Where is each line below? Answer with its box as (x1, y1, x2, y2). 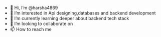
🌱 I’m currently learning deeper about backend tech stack (10, 15, 129, 21)
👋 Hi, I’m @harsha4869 (10, 5, 58, 10)
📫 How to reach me (10, 26, 52, 32)
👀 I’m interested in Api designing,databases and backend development (10, 10, 156, 16)
